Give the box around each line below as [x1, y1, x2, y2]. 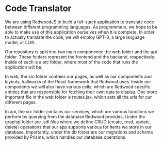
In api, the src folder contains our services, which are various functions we [5, 108, 154, 114]
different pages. [5, 99, 37, 105]
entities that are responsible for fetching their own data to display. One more [5, 89, 158, 95]
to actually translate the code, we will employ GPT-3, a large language [5, 34, 145, 40]
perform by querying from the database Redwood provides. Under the [5, 114, 146, 119]
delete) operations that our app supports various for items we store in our [5, 124, 152, 130]
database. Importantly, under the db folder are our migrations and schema [5, 129, 153, 135]
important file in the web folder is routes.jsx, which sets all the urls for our [5, 94, 152, 100]
